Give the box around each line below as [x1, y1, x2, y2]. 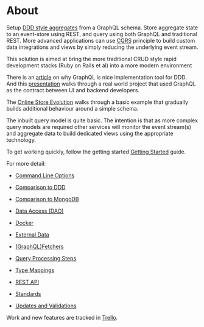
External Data [15, 230, 50, 238]
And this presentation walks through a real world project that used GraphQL [6, 80, 196, 87]
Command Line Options [15, 172, 75, 179]
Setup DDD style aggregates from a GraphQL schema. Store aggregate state [6, 24, 199, 31]
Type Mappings [15, 266, 55, 274]
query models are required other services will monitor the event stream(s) [6, 123, 192, 130]
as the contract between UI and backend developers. [6, 86, 140, 94]
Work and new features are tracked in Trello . [6, 314, 118, 321]
